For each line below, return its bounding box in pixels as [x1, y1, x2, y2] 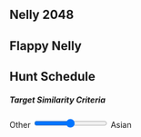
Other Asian [9, 120, 132, 131]
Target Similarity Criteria [9, 94, 106, 105]
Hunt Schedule [9, 69, 96, 84]
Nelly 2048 [9, 7, 75, 23]
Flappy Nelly [9, 38, 82, 54]
